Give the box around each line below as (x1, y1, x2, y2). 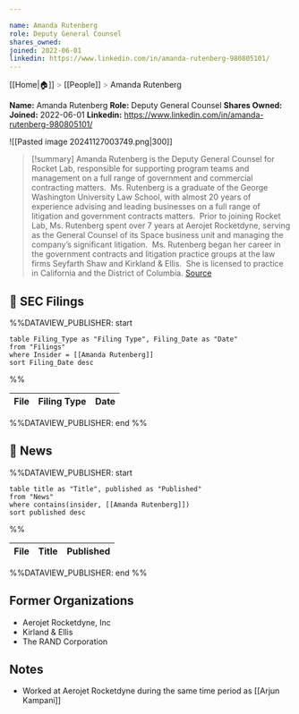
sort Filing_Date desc (9, 358, 94, 367)
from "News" (9, 492, 54, 501)
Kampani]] (21, 695, 61, 706)
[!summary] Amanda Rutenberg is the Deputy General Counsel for (30, 154, 275, 165)
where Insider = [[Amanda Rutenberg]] (9, 350, 154, 359)
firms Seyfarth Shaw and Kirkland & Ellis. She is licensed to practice (30, 259, 284, 269)
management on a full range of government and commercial (30, 173, 253, 183)
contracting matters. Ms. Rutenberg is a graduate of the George (30, 183, 269, 193)
